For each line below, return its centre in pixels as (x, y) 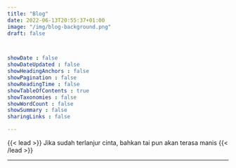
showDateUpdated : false (44, 65)
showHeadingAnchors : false (48, 71)
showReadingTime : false (44, 84)
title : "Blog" (28, 14)
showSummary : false (38, 110)
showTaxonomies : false (42, 97)
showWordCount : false (40, 104)
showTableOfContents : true (48, 91)
